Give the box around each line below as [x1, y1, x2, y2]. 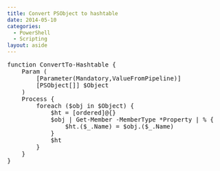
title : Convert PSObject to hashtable [7, 10, 118, 17]
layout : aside [7, 42, 48, 49]
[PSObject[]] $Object [36, 82, 109, 89]
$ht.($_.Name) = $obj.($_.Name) [65, 123, 174, 130]
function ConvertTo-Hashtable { [7, 61, 116, 69]
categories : [7, 23, 41, 30]
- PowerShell [13, 29, 51, 36]
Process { [21, 95, 55, 103]
